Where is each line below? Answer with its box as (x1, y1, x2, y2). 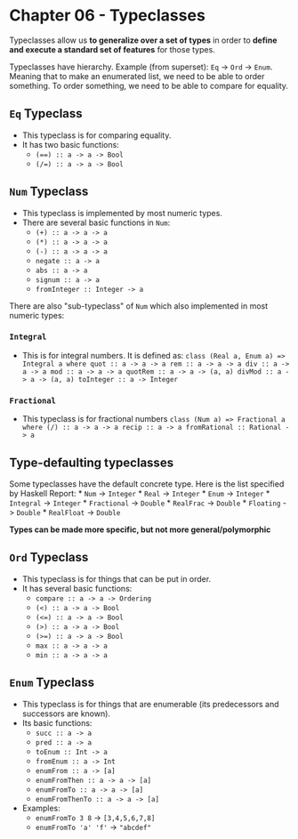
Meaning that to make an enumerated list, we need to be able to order (9, 70, 265, 81)
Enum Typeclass (9, 675, 95, 690)
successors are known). (21, 708, 111, 719)
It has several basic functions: (21, 583, 133, 593)
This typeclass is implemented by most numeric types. (21, 207, 222, 218)
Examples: (21, 803, 60, 813)
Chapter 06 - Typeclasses (9, 5, 206, 26)
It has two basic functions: (21, 139, 120, 149)
